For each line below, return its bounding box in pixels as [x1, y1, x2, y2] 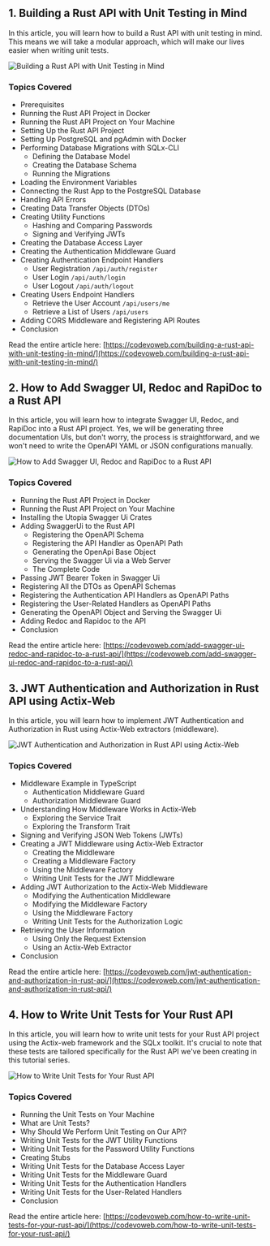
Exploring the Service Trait [32, 813, 122, 823]
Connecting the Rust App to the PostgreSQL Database [19, 186, 201, 196]
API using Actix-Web [8, 694, 116, 707]
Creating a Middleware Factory [32, 856, 136, 866]
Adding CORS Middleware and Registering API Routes [19, 316, 200, 326]
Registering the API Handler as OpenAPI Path [32, 539, 184, 548]
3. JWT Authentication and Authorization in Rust [8, 681, 259, 695]
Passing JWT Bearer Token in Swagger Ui [19, 573, 161, 583]
